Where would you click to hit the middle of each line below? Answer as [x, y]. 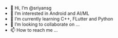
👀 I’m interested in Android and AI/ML [50, 13]
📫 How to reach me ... [34, 30]
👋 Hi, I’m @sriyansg [31, 8]
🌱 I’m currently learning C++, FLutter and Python [62, 19]
